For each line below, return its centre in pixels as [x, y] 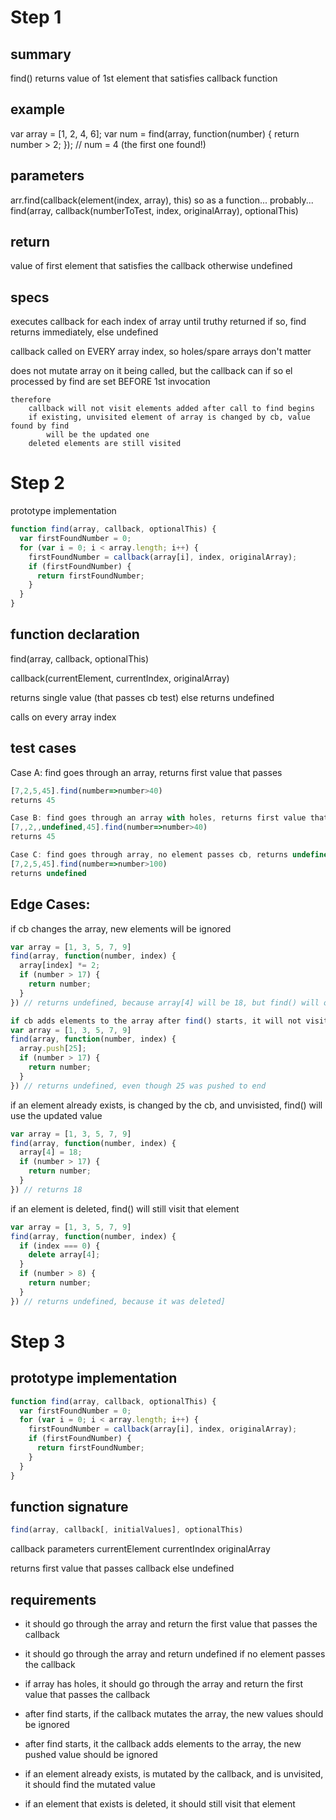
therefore [31, 400]
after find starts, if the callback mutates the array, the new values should [174, 1714]
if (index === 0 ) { [60, 1246]
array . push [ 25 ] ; [53, 1049]
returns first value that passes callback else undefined [122, 1568]
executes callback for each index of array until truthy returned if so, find [158, 322]
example [38, 109]
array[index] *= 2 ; [60, 966]
